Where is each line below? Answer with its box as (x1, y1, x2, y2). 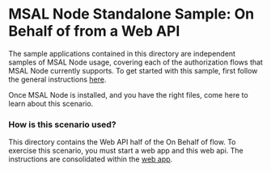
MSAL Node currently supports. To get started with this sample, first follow (8, 65, 258, 75)
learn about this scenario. (8, 99, 94, 108)
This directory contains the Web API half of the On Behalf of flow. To (8, 137, 236, 147)
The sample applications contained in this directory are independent (8, 48, 236, 58)
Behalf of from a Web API (8, 22, 180, 40)
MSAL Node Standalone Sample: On (8, 5, 255, 23)
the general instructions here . (8, 74, 107, 84)
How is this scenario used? (8, 119, 116, 130)
